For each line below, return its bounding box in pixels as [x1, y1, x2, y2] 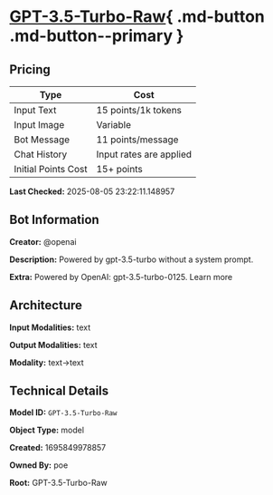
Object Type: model [9, 424, 84, 436]
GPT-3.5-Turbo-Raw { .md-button [9, 6, 265, 27]
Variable [96, 119, 131, 131]
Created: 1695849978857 [9, 442, 107, 453]
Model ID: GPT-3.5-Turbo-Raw [9, 407, 118, 418]
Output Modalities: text [9, 339, 98, 350]
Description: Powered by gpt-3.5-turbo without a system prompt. [9, 254, 254, 265]
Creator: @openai [9, 236, 77, 247]
